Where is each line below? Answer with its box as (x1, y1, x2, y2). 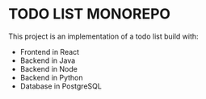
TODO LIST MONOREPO (8, 5, 171, 23)
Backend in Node (19, 64, 78, 73)
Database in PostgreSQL (19, 81, 103, 91)
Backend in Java (19, 56, 76, 65)
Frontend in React (19, 47, 79, 56)
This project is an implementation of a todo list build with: (8, 31, 200, 41)
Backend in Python (19, 72, 83, 82)
